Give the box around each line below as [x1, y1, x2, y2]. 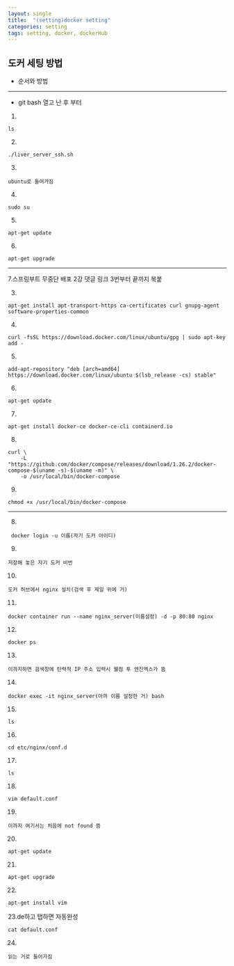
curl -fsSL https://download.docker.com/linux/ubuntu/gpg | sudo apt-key [8, 334, 226, 341]
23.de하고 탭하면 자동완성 [8, 912, 78, 921]
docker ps [8, 639, 37, 646]
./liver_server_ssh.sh [8, 151, 74, 159]
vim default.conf [8, 795, 58, 802]
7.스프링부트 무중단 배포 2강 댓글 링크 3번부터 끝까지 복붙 [8, 275, 162, 283]
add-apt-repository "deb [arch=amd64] [8, 366, 120, 373]
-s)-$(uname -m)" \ [57, 467, 114, 474]
